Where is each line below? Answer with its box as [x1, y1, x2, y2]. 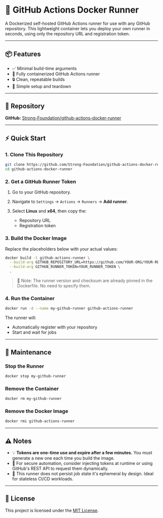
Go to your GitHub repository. [12, 189, 71, 195]
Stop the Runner [5, 362, 45, 369]
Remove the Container [5, 385, 59, 392]
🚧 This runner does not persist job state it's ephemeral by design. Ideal [12, 470, 154, 476]
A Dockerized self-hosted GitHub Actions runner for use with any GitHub [5, 20, 150, 26]
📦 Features [5, 50, 41, 58]
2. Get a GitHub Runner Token [5, 178, 77, 185]
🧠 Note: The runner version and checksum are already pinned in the [16, 278, 153, 284]
